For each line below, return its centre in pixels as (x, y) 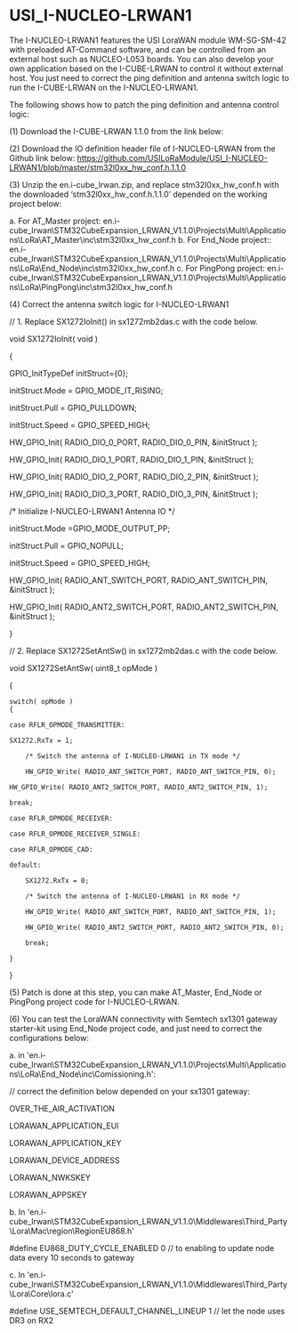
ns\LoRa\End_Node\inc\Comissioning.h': (83, 1074)
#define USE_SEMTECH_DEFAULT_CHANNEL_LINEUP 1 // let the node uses (147, 1311)
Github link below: (42, 158)
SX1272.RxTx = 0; (57, 881)
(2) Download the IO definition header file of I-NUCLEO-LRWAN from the (142, 149)
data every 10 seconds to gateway (72, 1257)
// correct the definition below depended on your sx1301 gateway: (130, 1091)
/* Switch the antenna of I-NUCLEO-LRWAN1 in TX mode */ (133, 756)
